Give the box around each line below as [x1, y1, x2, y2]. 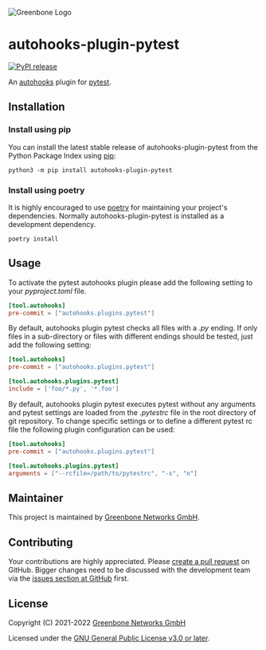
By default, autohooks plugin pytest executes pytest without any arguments [8, 399, 256, 409]
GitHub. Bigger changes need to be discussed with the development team [8, 566, 251, 575]
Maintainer [8, 491, 64, 505]
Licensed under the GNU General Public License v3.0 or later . [8, 633, 210, 643]
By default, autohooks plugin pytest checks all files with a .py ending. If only [8, 323, 258, 333]
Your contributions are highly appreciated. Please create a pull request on [8, 557, 250, 566]
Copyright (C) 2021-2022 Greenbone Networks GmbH [8, 617, 186, 627]
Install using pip [8, 124, 72, 135]
